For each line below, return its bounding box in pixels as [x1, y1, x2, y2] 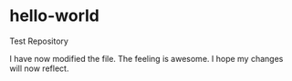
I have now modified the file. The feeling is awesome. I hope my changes [9, 53, 284, 64]
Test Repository [9, 35, 68, 46]
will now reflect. [9, 63, 69, 74]
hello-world [9, 5, 100, 26]
